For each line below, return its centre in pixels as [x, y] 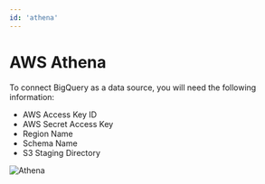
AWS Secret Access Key [68, 124]
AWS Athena [58, 62]
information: [32, 97]
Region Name [48, 133]
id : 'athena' [34, 18]
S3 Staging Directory [62, 152]
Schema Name [50, 143]
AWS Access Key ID [60, 115]
